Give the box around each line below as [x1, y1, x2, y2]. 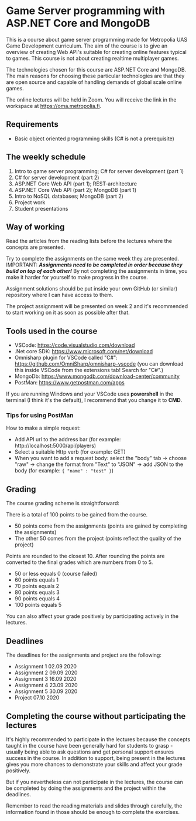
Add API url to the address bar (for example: [14, 436, 121, 443]
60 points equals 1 [14, 576, 59, 583]
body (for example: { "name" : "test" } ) [14, 467, 114, 474]
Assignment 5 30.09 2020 [14, 688, 78, 695]
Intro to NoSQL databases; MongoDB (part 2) [14, 192, 124, 200]
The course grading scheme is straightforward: [6, 500, 120, 507]
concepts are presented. [6, 244, 66, 251]
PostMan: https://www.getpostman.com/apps [14, 379, 125, 386]
